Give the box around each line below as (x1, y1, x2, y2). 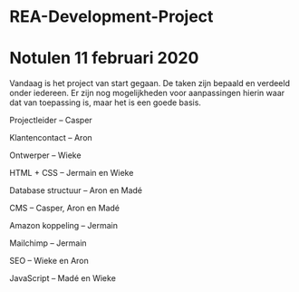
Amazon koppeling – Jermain (9, 220, 118, 231)
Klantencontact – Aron (9, 132, 92, 143)
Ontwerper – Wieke (9, 150, 82, 161)
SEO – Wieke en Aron (9, 256, 89, 267)
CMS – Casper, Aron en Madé (9, 202, 121, 214)
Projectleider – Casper (9, 115, 92, 126)
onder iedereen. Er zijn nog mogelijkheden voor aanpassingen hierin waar (9, 88, 285, 99)
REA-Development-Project (9, 6, 214, 27)
